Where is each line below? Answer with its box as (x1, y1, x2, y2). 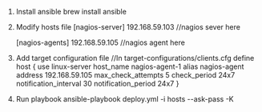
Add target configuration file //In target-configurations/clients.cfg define (15, 54, 255, 62)
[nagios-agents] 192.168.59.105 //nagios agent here (15, 38, 186, 47)
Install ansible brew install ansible (15, 7, 127, 16)
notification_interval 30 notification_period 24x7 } (15, 79, 179, 88)
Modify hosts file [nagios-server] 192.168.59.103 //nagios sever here (15, 22, 240, 31)
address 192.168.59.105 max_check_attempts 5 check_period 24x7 (15, 70, 236, 79)
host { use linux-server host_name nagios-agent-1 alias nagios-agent (15, 62, 244, 71)
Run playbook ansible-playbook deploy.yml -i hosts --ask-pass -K (15, 94, 234, 103)
